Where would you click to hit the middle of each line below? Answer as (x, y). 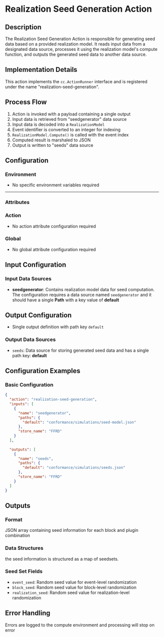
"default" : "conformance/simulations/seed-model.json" (80, 422)
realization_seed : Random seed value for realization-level (71, 592)
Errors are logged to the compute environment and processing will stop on (80, 625)
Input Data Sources (28, 279)
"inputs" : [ (22, 404)
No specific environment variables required (56, 185)
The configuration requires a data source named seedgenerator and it (82, 295)
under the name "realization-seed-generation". (52, 87)
